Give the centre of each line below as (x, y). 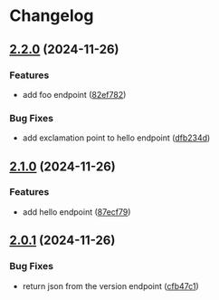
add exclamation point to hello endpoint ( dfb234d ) (116, 138)
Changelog (52, 16)
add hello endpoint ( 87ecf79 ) (76, 212)
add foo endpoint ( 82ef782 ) (74, 94)
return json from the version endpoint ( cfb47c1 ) (110, 285)
